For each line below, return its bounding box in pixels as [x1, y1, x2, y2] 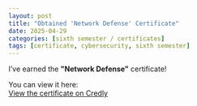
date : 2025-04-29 [8, 27, 67, 35]
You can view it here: [8, 80, 79, 90]
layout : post [8, 11, 53, 20]
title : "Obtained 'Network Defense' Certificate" [8, 19, 180, 28]
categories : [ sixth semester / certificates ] [8, 34, 165, 43]
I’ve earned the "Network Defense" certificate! [8, 64, 167, 74]
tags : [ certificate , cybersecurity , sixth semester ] [8, 42, 191, 50]
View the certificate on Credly [8, 88, 108, 98]
